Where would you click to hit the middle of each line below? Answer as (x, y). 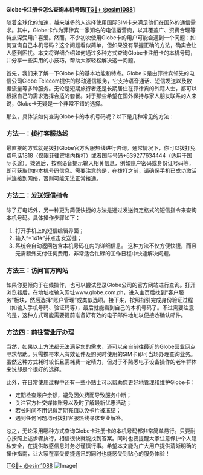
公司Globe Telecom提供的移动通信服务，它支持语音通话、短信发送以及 (99, 81)
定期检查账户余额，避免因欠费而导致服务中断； (73, 395)
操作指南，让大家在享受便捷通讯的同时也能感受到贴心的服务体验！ (88, 454)
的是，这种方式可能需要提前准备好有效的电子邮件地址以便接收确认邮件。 (96, 315)
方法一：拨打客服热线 (37, 133)
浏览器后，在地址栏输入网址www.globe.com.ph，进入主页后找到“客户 (93, 292)
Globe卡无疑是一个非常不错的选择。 (61, 103)
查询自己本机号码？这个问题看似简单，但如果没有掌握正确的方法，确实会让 (104, 45)
